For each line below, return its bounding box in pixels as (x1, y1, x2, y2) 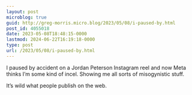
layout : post (6, 8, 39, 15)
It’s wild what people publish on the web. (6, 82, 107, 89)
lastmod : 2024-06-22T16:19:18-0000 (6, 36, 95, 42)
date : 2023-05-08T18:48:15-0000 (6, 31, 87, 37)
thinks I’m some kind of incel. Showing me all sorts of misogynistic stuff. (6, 70, 185, 78)
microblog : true (6, 14, 47, 20)
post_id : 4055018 (6, 25, 50, 32)
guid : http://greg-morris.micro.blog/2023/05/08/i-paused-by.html (6, 20, 176, 26)
